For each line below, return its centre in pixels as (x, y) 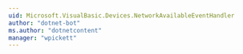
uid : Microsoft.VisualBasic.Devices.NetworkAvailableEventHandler (121, 15)
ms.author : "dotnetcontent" (55, 30)
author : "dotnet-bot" (45, 23)
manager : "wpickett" (43, 38)
